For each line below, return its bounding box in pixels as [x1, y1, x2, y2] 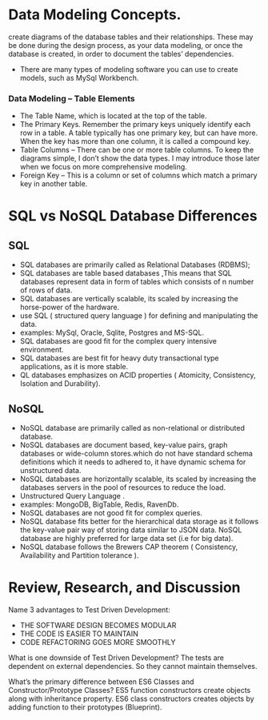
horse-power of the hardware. [19, 302, 120, 312]
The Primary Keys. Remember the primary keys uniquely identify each [19, 120, 251, 129]
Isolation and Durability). [19, 379, 101, 388]
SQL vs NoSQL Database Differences [8, 207, 258, 225]
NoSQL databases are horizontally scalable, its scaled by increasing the [19, 474, 257, 484]
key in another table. [19, 179, 88, 189]
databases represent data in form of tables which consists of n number [19, 277, 254, 287]
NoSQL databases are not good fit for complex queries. [19, 508, 202, 518]
